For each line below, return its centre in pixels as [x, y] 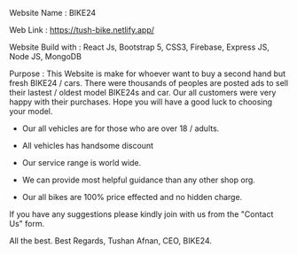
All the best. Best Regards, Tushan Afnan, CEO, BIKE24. [111, 241]
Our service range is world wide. [82, 162]
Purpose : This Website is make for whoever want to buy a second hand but [148, 73]
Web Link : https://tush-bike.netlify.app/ [82, 30]
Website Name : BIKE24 [52, 13]
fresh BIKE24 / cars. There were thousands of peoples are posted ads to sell [149, 83]
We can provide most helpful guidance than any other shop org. [138, 180]
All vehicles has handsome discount [87, 146]
